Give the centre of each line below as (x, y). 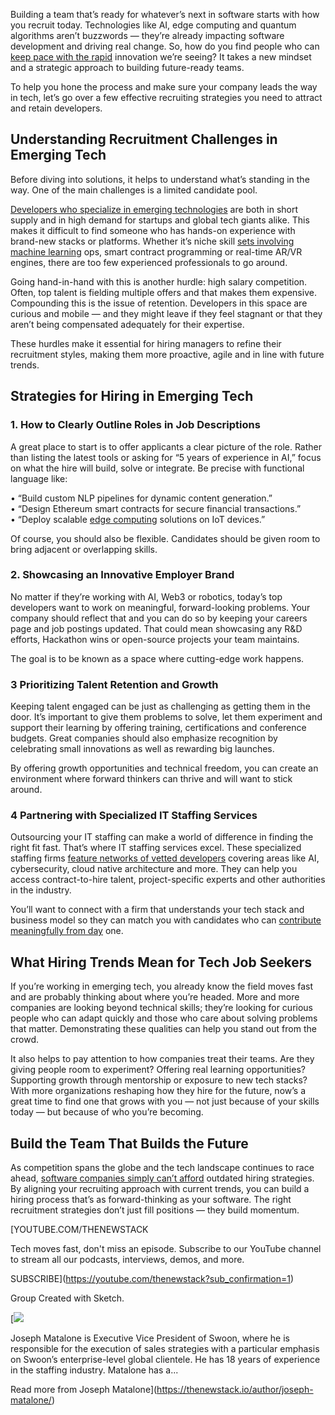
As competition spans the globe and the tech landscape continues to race (162, 1168)
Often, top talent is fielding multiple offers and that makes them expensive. (163, 292)
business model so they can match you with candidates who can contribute (166, 920)
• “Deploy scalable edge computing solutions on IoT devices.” (138, 519)
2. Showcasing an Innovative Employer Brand (122, 575)
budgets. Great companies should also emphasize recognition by (144, 738)
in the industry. (41, 890)
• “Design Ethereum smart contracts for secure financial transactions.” (156, 508)
